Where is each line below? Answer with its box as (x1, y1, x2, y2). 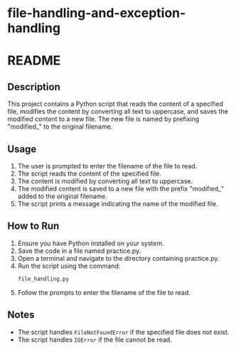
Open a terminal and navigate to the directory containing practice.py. (17, 254, 220, 262)
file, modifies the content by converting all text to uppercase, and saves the (7, 107, 229, 116)
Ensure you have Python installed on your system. (17, 239, 165, 247)
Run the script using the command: (17, 261, 121, 270)
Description (7, 80, 60, 93)
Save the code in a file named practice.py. (17, 247, 141, 255)
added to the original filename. (17, 192, 108, 200)
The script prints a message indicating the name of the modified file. (17, 200, 218, 207)
